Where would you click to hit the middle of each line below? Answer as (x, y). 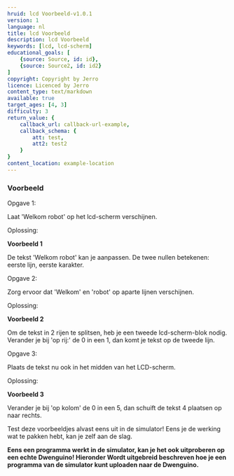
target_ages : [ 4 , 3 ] (37, 105)
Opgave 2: (22, 279)
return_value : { (31, 118)
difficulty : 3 (28, 111)
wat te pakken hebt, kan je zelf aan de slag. (70, 436)
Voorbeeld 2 (26, 319)
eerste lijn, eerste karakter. (46, 265)
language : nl (26, 27)
